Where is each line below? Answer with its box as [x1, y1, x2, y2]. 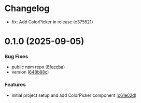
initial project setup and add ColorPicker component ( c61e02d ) [11, 92, 137, 98]
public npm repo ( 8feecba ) [11, 64, 65, 70]
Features [4, 81, 26, 88]
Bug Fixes [4, 53, 28, 60]
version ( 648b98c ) [11, 69, 49, 75]
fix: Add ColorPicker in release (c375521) [11, 19, 93, 25]
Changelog [4, 3, 50, 14]
